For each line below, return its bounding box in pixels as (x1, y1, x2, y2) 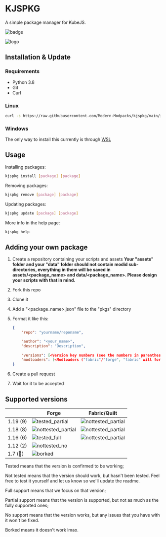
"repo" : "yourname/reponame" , (21, 330, 83, 335)
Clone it (12, 296, 29, 303)
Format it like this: (12, 316, 48, 322)
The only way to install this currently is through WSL (5, 136, 111, 142)
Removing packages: (5, 182, 48, 189)
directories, (12, 267, 37, 273)
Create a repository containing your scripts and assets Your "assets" (12, 256, 154, 262)
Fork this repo (12, 287, 41, 293)
